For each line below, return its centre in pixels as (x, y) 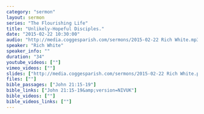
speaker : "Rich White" (35, 46)
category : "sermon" (31, 12)
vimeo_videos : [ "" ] (31, 68)
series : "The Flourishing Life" (47, 23)
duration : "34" (25, 57)
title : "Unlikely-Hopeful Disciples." (55, 29)
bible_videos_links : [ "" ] (39, 101)
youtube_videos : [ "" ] (34, 62)
